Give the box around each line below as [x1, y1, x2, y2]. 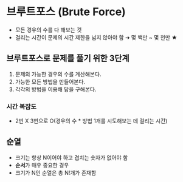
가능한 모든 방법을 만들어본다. [15, 78, 86, 85]
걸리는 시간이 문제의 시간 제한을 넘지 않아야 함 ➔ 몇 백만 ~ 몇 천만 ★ [15, 33, 178, 41]
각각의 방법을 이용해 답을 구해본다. [15, 86, 97, 93]
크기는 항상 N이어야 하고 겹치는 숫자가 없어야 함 [15, 153, 128, 161]
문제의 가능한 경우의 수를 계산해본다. [15, 70, 102, 78]
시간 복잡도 [6, 102, 37, 110]
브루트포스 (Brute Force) [6, 5, 126, 19]
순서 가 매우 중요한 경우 [15, 161, 69, 169]
